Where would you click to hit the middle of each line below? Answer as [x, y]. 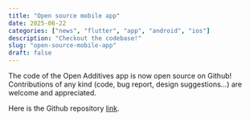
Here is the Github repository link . [64, 108]
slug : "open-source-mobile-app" [62, 46]
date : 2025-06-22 [37, 23]
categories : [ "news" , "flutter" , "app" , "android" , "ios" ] [109, 30]
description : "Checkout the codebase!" [75, 38]
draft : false [30, 53]
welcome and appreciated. [52, 93]
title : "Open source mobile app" [64, 16]
